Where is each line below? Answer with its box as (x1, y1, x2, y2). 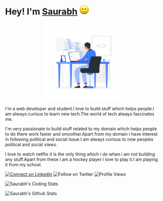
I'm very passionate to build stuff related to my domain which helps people (5, 126, 157, 132)
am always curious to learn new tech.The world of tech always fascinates (5, 111, 155, 117)
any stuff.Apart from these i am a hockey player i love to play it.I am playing (5, 156, 158, 162)
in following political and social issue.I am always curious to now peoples (5, 136, 154, 142)
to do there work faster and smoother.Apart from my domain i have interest (5, 131, 158, 137)
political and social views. (5, 141, 58, 148)
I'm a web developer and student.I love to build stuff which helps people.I (5, 105, 155, 111)
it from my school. (5, 161, 42, 167)
